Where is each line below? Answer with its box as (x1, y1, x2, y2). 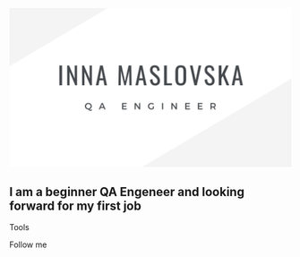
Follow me (9, 239, 47, 250)
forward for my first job (9, 198, 141, 213)
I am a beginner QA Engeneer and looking (9, 184, 244, 200)
